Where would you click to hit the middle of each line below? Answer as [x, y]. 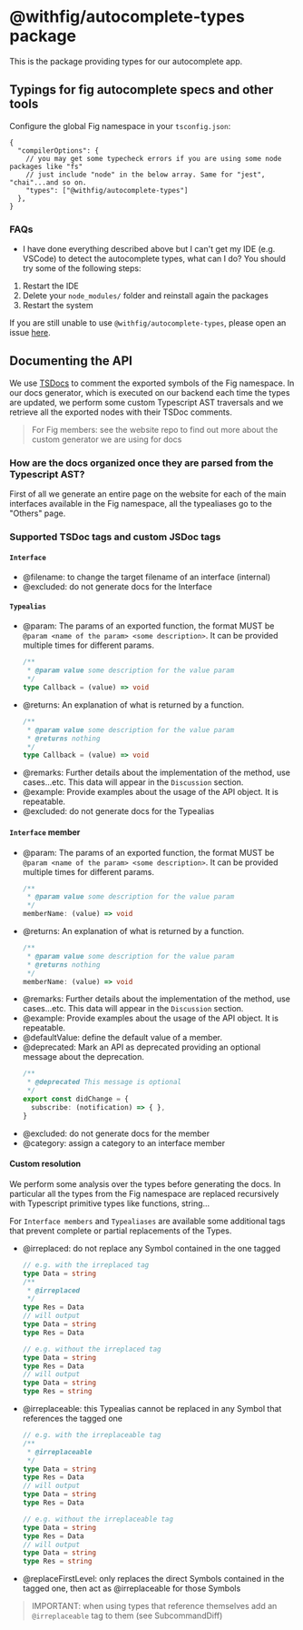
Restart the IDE [50, 286]
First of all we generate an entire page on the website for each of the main [148, 494]
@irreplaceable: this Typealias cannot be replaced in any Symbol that [152, 1409]
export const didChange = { [75, 1099]
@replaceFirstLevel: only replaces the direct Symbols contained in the [153, 1579]
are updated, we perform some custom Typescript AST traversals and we [147, 402]
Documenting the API [71, 361]
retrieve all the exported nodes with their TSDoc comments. [121, 412]
